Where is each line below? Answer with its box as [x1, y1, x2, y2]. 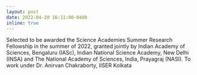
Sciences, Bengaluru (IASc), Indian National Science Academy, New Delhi [6, 49, 189, 56]
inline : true [6, 20, 39, 26]
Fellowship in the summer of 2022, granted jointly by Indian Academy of [6, 43, 186, 50]
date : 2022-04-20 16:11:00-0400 [6, 14, 87, 20]
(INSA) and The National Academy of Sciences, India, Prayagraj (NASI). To [6, 55, 191, 63]
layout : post [6, 8, 39, 15]
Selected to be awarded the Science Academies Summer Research [6, 37, 173, 44]
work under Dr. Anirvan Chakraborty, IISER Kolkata [6, 62, 132, 69]
